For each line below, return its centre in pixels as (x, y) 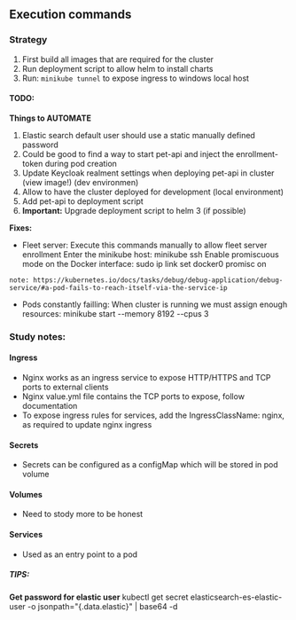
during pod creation (81, 163)
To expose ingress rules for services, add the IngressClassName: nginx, (153, 415)
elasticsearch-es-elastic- (236, 597)
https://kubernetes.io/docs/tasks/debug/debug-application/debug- (158, 280)
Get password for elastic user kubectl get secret (99, 597)
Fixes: (21, 228)
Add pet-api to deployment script (82, 201)
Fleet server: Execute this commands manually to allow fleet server (144, 245)
